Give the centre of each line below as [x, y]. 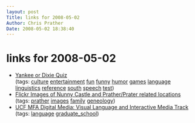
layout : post [23, 12]
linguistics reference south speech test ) [64, 88]
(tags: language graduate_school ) [57, 114]
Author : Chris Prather [35, 23]
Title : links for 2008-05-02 [43, 17]
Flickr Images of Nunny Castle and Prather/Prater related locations [98, 95]
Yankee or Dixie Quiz [41, 75]
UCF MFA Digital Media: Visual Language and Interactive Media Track [102, 107]
